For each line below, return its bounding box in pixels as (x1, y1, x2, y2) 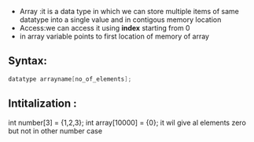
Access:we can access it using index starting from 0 (19, 24, 190, 32)
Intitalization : (8, 97, 77, 111)
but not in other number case (8, 126, 103, 136)
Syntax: (8, 54, 47, 67)
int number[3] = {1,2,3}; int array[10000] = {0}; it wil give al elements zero (8, 118, 246, 127)
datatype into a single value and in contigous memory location (19, 15, 222, 24)
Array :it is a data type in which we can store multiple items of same (19, 7, 240, 16)
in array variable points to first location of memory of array (19, 31, 210, 41)
